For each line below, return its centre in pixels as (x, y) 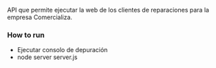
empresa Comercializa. (40, 17)
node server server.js (47, 57)
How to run (26, 35)
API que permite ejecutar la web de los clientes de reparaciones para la (108, 10)
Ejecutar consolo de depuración (62, 50)
